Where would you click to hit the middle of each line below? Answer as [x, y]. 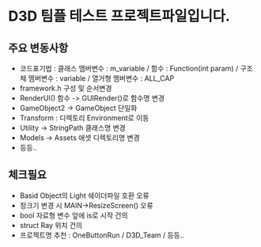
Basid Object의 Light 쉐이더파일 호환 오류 [84, 196]
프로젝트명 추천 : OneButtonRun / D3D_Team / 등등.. [102, 235]
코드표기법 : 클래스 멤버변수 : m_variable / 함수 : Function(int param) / [129, 68]
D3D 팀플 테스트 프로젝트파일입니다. [119, 16]
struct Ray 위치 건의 [51, 225]
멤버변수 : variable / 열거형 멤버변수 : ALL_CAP [101, 78]
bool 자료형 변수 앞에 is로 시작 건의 [74, 215]
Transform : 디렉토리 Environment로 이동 [84, 118]
